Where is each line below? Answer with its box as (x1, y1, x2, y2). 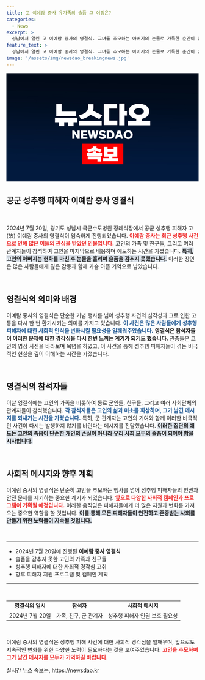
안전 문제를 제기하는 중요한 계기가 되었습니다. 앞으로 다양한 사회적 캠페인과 (6, 494, 183, 501)
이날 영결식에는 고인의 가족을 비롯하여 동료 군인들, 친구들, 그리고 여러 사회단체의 (6, 399, 197, 406)
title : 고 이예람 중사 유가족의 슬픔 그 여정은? (6, 10, 112, 16)
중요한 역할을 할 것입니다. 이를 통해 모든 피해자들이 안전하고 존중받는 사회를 (17, 509, 195, 516)
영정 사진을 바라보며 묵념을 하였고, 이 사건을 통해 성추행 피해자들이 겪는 (17, 342, 187, 349)
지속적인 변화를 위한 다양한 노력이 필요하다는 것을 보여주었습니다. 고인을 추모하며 (6, 646, 198, 653)
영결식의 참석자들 (6, 382, 68, 392)
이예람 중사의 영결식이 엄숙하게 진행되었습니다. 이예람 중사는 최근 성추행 (17, 232, 187, 240)
